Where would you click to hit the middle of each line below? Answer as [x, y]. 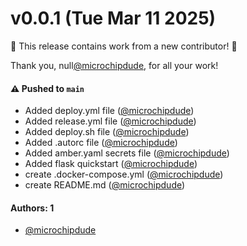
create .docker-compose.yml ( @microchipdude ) [124, 174]
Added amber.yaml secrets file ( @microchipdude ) [127, 153]
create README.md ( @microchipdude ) [105, 185]
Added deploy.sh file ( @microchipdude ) [107, 132]
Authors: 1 [32, 208]
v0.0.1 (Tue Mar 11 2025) [113, 18]
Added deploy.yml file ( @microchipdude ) [109, 111]
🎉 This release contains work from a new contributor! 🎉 [124, 46]
